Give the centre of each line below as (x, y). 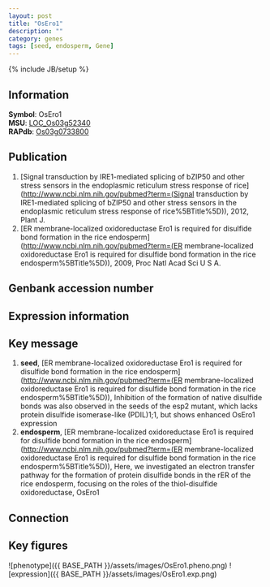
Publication (38, 157)
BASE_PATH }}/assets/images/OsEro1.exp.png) (139, 574)
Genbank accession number (81, 289)
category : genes (36, 39)
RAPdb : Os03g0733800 (49, 132)
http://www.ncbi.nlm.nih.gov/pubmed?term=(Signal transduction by (136, 194)
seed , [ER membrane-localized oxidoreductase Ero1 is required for (131, 363)
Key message (43, 343)
